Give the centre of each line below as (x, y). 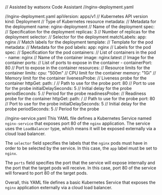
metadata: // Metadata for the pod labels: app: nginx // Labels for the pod (78, 47)
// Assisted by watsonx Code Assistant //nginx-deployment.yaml (69, 7)
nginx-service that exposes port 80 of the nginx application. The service (78, 123)
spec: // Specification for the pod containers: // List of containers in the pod (81, 52)
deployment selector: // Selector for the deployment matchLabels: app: (76, 37)
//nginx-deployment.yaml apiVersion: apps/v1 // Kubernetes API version (76, 16)
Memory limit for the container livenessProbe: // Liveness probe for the (76, 78)
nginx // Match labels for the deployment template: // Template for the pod (79, 42)
